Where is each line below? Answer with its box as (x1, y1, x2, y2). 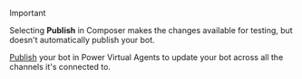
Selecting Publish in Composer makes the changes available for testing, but (9, 25, 293, 35)
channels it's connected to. (9, 62, 112, 72)
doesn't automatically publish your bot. (9, 35, 156, 45)
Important (9, 8, 46, 18)
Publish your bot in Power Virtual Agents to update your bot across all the (9, 52, 284, 62)
